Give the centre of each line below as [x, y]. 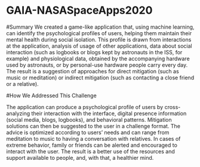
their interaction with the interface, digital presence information [109, 113]
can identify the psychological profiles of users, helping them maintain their [99, 33]
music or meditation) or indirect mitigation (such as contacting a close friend [100, 78]
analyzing [18, 113]
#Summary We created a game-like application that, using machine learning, [100, 27]
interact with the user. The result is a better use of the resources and [90, 151]
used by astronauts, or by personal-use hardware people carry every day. [97, 65]
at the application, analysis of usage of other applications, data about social [99, 46]
